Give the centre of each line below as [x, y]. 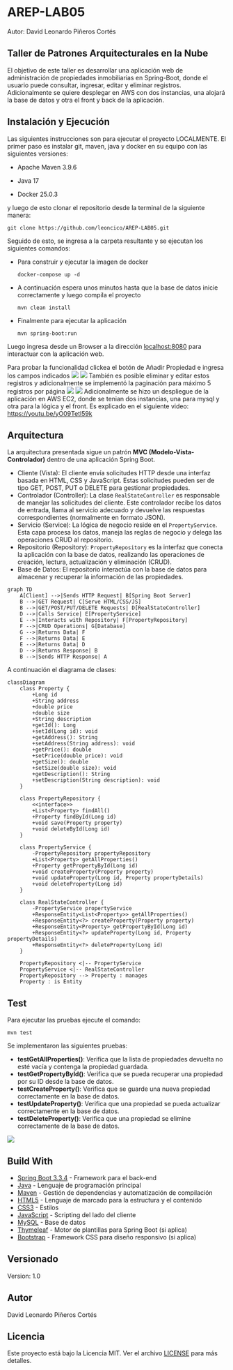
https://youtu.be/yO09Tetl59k [50, 413]
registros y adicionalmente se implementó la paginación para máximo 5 [109, 383]
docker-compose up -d [48, 274]
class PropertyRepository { [60, 799]
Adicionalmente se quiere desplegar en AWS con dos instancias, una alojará [116, 92]
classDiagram [26, 683]
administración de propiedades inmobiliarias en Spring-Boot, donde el [108, 77]
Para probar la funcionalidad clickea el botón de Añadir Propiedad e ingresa [115, 367]
